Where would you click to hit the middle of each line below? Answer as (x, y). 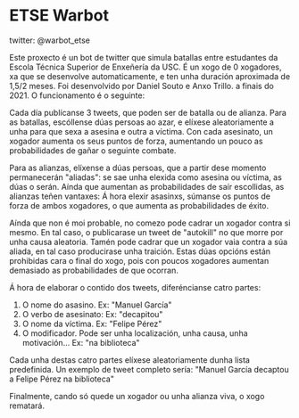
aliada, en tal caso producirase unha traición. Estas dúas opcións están (140, 251)
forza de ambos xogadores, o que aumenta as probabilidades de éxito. (139, 205)
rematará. (27, 406)
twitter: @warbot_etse (50, 40)
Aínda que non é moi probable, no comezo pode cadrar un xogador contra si (150, 223)
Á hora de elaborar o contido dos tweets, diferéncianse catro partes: (135, 287)
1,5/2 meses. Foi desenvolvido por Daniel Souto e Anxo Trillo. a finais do (141, 86)
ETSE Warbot (59, 16)
